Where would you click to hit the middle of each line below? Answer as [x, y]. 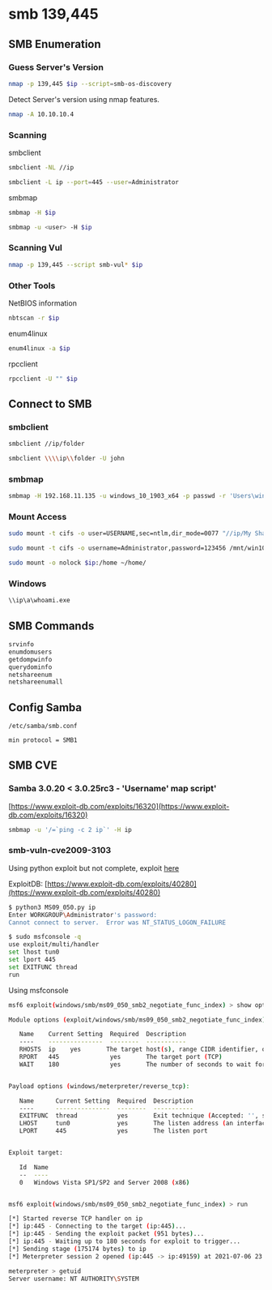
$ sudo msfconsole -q [45, 937]
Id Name [34, 1167]
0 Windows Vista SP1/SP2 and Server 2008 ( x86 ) [104, 1182]
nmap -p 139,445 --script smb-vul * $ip [76, 264]
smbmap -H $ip [32, 212]
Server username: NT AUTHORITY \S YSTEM [74, 1279]
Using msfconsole [38, 990]
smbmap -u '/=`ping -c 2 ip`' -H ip [70, 829]
